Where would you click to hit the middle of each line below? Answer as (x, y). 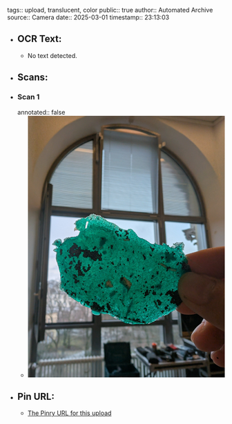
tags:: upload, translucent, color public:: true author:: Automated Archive (110, 10)
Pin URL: (36, 397)
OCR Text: (39, 39)
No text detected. (52, 55)
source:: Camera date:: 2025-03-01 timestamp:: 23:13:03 (88, 17)
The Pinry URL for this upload (69, 413)
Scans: (32, 78)
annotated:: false (41, 112)
